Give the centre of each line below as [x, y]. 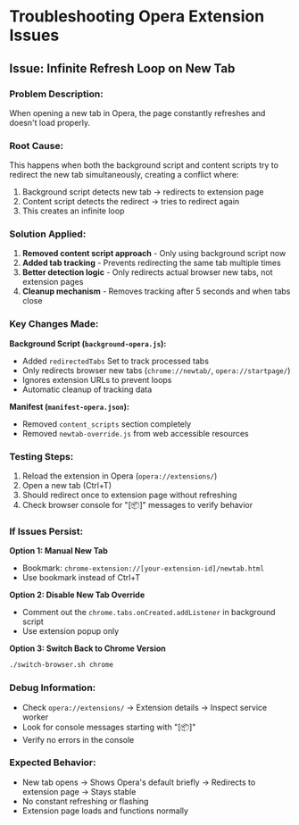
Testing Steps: [42, 456]
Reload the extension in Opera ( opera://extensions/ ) [120, 476]
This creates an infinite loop [73, 211]
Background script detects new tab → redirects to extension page [143, 192]
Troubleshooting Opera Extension [137, 17]
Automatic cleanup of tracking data [87, 389]
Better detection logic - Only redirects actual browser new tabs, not [148, 272]
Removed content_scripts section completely [107, 424]
